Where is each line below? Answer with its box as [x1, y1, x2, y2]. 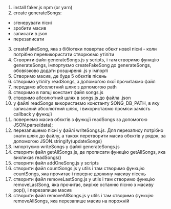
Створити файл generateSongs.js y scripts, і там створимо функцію [13, 57, 159, 63]
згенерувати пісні [13, 20, 52, 26]
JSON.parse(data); [13, 122, 53, 128]
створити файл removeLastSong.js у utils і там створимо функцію [13, 176, 155, 182]
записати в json [13, 31, 48, 36]
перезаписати [13, 36, 45, 42]
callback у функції [13, 111, 52, 117]
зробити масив [13, 25, 47, 31]
